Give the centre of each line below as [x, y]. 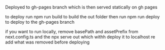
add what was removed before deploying [47, 42]
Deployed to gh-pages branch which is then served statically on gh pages [81, 7]
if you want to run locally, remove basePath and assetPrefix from [72, 31]
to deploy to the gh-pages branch [40, 22]
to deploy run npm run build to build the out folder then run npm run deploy [82, 17]
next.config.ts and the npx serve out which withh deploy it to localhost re [80, 37]
